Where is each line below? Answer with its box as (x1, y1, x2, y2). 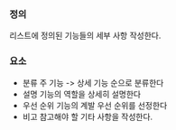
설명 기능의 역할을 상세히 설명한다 (22, 88, 142, 99)
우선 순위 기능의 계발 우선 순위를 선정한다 (22, 99, 168, 110)
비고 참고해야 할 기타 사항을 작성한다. (22, 111, 153, 122)
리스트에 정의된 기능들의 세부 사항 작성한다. (9, 30, 162, 42)
